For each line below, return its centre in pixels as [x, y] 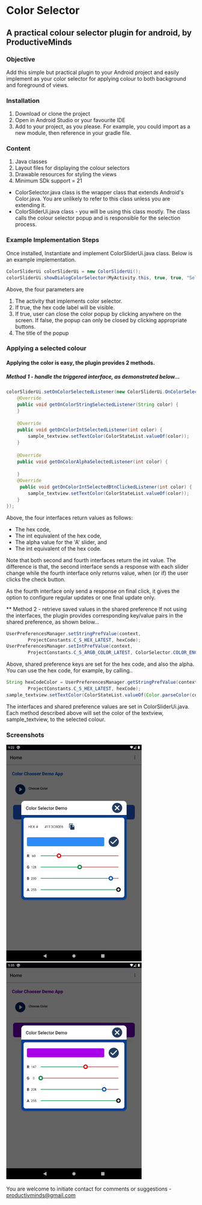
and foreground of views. [38, 85]
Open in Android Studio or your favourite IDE [70, 120]
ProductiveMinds [39, 42]
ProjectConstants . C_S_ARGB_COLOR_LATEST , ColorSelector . [100, 653]
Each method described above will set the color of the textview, [85, 713]
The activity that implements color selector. [69, 301]
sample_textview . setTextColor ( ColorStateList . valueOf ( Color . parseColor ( [99, 695]
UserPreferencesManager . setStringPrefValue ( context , [74, 633]
